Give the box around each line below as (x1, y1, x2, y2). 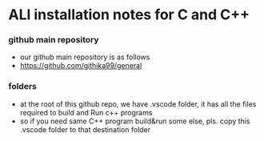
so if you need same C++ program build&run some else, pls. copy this (19, 116, 250, 126)
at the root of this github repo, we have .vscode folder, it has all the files (19, 99, 257, 109)
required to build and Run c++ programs (19, 107, 153, 117)
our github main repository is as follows (19, 52, 150, 62)
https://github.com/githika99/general (19, 61, 142, 70)
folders (8, 81, 38, 92)
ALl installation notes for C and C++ (8, 6, 250, 24)
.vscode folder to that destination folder (19, 124, 151, 134)
